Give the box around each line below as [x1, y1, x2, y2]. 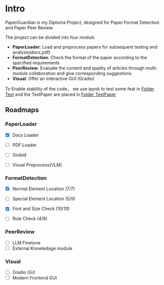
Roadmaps [5, 106, 39, 114]
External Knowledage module [12, 245, 73, 251]
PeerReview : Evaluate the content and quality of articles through [12, 65, 145, 71]
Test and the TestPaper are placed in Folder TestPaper [5, 91, 116, 97]
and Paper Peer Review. [5, 24, 54, 30]
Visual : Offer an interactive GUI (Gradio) [12, 75, 95, 81]
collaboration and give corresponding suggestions [29, 70, 132, 76]
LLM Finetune [12, 239, 41, 246]
